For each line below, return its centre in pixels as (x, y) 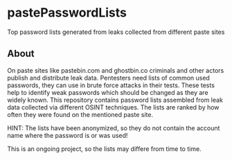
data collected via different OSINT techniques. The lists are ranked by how (113, 107)
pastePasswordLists (67, 13)
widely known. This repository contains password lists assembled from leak (115, 100)
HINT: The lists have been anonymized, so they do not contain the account (114, 128)
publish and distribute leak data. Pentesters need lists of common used (108, 78)
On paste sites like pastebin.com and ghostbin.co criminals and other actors (116, 70)
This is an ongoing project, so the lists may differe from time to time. (105, 149)
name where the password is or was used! (68, 135)
